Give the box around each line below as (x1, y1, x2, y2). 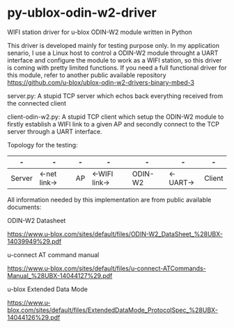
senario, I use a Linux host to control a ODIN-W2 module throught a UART (7, 49, 219, 57)
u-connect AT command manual (7, 250, 100, 259)
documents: (7, 203, 42, 211)
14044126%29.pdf (7, 313, 61, 321)
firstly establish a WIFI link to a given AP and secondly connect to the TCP (7, 120, 219, 128)
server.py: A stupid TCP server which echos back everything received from (7, 92, 224, 100)
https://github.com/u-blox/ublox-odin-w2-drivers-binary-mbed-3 (7, 78, 195, 86)
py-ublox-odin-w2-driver (7, 5, 157, 21)
